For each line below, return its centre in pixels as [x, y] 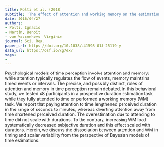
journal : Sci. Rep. [25, 41]
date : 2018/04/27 [23, 18]
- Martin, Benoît [23, 32]
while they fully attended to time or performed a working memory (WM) [77, 99]
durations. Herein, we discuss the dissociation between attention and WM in [82, 130]
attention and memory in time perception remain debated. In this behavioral [81, 89]
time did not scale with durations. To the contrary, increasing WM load [76, 120]
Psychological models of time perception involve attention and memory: [77, 73]
